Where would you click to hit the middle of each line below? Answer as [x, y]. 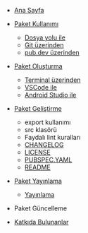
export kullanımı [48, 122]
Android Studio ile [50, 95]
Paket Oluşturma [38, 66]
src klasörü [41, 130]
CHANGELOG [44, 145]
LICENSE [37, 152]
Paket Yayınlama [38, 181]
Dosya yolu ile [45, 37]
